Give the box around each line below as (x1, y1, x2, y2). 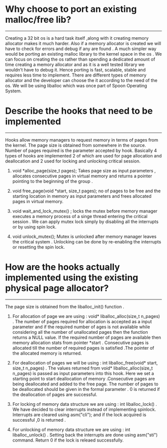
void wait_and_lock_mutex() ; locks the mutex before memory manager (12, 208, 158, 214)
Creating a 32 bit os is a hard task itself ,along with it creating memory (5, 35, 149, 41)
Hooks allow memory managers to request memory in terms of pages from (5, 137, 158, 143)
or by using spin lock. (12, 224, 57, 229)
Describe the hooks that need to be (5, 105, 153, 117)
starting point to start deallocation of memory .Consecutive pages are (12, 375, 155, 381)
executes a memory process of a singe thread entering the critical (12, 213, 148, 219)
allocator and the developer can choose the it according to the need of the (5, 77, 158, 83)
